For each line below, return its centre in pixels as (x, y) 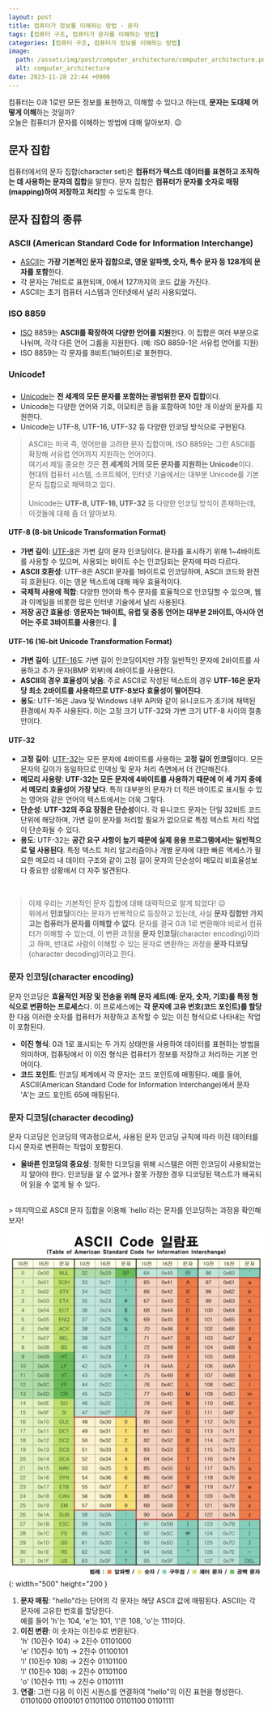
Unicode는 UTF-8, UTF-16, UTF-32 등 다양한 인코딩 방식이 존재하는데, (142, 503)
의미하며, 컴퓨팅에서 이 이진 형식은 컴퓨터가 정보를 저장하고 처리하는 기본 (134, 1054)
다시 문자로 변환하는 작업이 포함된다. (66, 1147)
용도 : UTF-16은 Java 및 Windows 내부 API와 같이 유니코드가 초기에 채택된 (138, 701)
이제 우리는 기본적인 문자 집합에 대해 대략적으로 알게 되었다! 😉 (127, 903)
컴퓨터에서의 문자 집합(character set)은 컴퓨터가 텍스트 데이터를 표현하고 (123, 171)
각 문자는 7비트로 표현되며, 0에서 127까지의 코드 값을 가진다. (115, 282)
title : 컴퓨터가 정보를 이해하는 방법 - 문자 (74, 26)
